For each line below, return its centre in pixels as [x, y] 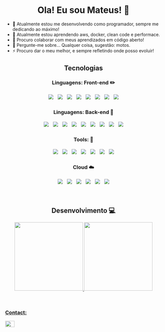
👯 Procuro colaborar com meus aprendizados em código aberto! [78, 40]
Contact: [16, 313]
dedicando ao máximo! [36, 29]
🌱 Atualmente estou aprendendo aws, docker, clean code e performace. [86, 34]
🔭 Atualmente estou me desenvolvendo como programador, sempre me [85, 24]
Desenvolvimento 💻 [83, 210]
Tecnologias [83, 68]
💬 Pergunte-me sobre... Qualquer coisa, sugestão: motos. [71, 45]
